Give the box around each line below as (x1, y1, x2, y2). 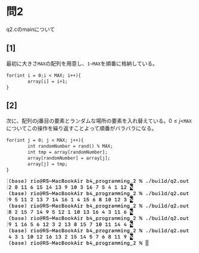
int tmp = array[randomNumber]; (27, 149, 108, 155)
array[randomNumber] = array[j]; (27, 155, 111, 161)
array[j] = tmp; (27, 161, 68, 167)
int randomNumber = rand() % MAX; (27, 143, 113, 149)
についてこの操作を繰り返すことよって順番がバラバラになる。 (6, 124, 157, 132)
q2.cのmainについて (6, 26, 55, 33)
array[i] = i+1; (27, 78, 68, 85)
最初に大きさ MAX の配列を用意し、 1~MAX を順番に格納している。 (6, 60, 158, 67)
